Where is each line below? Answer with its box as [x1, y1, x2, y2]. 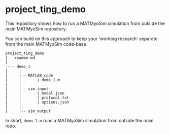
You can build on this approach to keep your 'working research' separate [5, 36, 158, 42]
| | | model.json [5, 90, 65, 96]
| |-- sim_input [5, 86, 49, 91]
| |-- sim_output [5, 108, 51, 114]
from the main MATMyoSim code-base [5, 41, 86, 47]
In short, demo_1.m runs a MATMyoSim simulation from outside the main [5, 117, 154, 123]
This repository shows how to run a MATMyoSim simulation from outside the [5, 20, 165, 26]
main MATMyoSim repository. [5, 25, 67, 31]
